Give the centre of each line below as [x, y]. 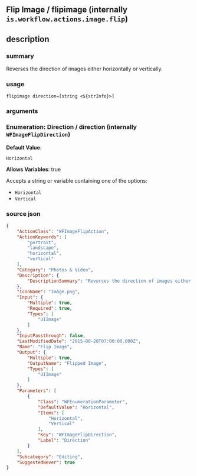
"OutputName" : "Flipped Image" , [67, 363]
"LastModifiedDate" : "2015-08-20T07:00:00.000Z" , [79, 341]
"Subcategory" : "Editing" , [50, 457]
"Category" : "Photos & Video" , [55, 270]
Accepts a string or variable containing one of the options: [77, 180]
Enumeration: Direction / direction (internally [72, 127]
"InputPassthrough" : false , [51, 336]
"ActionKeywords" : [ [42, 237]
